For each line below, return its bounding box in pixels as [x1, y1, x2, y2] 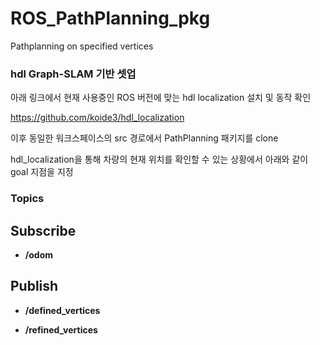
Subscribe [10, 222, 77, 239]
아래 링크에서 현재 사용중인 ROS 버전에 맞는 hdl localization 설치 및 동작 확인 [10, 92, 312, 104]
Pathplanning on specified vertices [10, 40, 154, 52]
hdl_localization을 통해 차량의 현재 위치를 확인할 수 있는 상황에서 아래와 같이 [10, 153, 309, 166]
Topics [10, 192, 45, 206]
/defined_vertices [24, 304, 101, 316]
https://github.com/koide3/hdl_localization [10, 112, 185, 124]
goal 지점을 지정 [10, 166, 74, 178]
